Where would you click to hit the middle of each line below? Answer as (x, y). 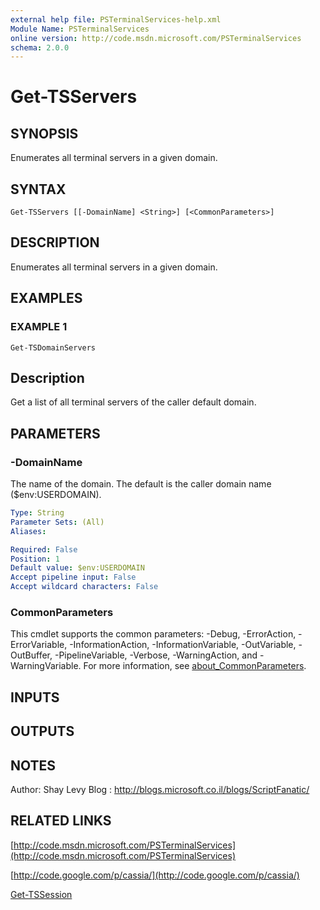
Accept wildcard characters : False (84, 587)
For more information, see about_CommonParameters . (195, 666)
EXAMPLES (46, 298)
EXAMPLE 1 (39, 327)
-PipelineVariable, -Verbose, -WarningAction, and (156, 655)
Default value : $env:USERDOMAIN (77, 568)
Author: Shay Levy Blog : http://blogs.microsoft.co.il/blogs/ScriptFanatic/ (160, 789)
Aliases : (28, 531)
